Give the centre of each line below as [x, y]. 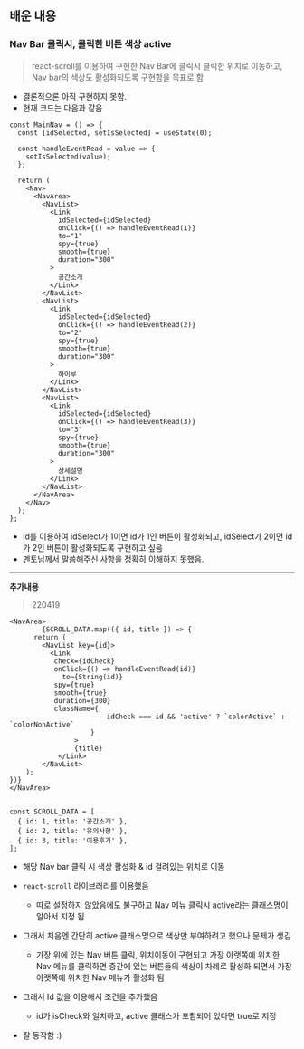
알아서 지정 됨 [60, 916]
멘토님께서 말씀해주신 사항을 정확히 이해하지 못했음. [113, 559]
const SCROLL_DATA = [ [52, 812]
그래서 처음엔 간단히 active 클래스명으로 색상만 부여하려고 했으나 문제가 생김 [157, 935]
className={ [76, 708]
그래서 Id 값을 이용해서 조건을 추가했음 [90, 996]
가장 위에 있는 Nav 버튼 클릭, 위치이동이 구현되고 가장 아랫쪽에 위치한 [158, 955]
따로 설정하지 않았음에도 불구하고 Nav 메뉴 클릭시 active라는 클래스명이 [162, 905]
